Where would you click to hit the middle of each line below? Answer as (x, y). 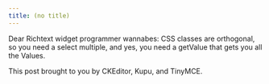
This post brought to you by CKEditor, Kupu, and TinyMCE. (106, 71)
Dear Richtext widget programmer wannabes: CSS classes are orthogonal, (132, 38)
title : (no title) (39, 16)
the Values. (27, 55)
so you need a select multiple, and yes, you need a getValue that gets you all (135, 47)
